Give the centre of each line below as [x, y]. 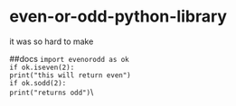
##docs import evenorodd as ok [69, 58]
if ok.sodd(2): [38, 83]
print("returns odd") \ [52, 92]
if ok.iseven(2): [42, 67]
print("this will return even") [70, 75]
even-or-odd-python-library [118, 17]
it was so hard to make [52, 41]
